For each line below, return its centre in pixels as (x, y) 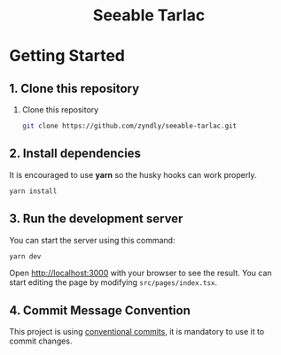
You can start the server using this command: (92, 240)
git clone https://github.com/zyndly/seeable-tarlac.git (129, 126)
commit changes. (41, 341)
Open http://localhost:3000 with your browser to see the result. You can (140, 273)
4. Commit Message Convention (100, 310)
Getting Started (67, 56)
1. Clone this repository (74, 88)
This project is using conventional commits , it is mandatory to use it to (137, 332)
